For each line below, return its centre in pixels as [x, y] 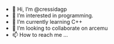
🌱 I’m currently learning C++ [47, 22]
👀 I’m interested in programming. [52, 15]
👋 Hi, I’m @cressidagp [40, 9]
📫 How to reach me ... [40, 35]
